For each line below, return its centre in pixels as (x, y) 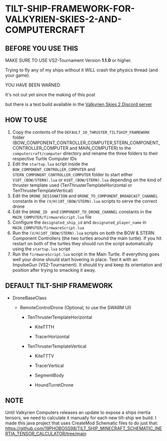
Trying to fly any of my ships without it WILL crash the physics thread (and (82, 70)
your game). (18, 75)
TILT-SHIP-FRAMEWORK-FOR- (70, 9)
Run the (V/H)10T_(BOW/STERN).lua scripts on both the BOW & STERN (83, 233)
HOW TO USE (26, 120)
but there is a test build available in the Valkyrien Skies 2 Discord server (79, 104)
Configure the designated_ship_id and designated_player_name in (79, 222)
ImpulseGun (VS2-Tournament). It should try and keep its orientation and (87, 265)
